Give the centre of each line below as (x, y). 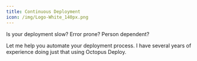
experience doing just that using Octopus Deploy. (66, 52)
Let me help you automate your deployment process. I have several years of (99, 46)
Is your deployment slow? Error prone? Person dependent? (78, 34)
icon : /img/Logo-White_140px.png (47, 17)
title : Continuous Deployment (43, 12)
